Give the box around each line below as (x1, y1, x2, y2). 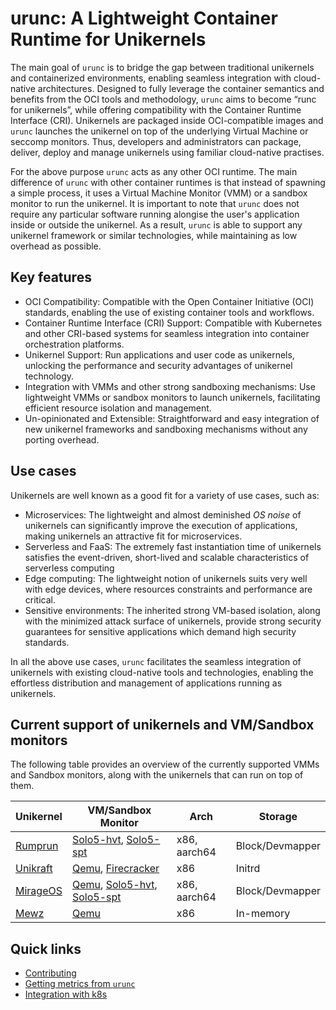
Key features (10, 269, 92, 286)
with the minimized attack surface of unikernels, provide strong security (24, 615, 322, 627)
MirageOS (15, 884, 63, 898)
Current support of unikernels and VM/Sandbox (10, 716, 315, 733)
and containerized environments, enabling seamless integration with (10, 72, 292, 84)
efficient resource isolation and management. (24, 402, 212, 414)
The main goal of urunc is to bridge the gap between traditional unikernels (10, 61, 315, 73)
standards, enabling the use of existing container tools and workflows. (24, 306, 315, 318)
